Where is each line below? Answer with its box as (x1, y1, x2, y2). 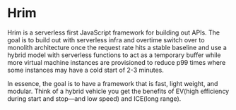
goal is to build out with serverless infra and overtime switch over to (7, 35, 205, 44)
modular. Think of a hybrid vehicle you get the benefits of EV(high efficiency (7, 87, 230, 95)
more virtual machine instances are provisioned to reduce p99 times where (7, 58, 226, 66)
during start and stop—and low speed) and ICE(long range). (7, 94, 182, 103)
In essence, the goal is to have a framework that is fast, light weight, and (7, 79, 218, 87)
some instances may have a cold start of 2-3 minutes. (7, 66, 164, 74)
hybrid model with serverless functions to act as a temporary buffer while (7, 51, 221, 59)
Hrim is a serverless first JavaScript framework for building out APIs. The (7, 28, 220, 37)
